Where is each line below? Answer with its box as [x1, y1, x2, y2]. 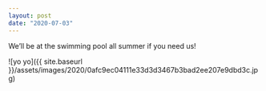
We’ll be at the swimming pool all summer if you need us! [8, 41, 196, 50]
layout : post [8, 11, 52, 20]
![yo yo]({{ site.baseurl [8, 57, 83, 66]
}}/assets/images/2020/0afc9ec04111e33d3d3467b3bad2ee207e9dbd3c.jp [8, 65, 259, 74]
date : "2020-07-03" [8, 19, 74, 27]
